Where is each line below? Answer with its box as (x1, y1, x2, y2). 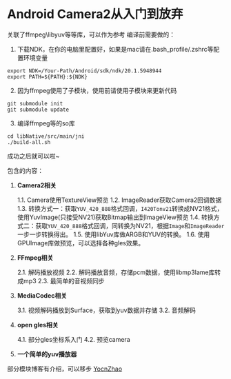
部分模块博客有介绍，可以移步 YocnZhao (7, 365, 123, 373)
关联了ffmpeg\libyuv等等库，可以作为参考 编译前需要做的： (7, 30, 176, 39)
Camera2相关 (17, 181, 57, 189)
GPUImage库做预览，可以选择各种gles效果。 (17, 238, 145, 247)
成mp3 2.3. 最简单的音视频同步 (17, 276, 105, 285)
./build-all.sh (7, 139, 51, 145)
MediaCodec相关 (17, 291, 68, 300)
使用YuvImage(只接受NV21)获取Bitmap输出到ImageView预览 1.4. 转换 (17, 213, 214, 221)
